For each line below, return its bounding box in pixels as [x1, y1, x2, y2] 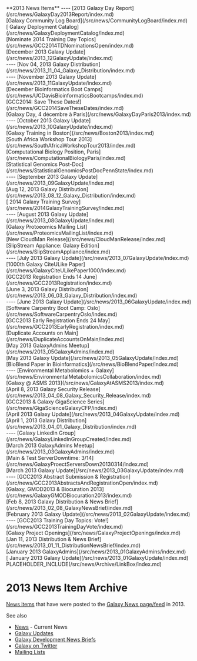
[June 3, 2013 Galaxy [6, 286, 58, 292]
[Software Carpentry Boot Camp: [6, 305, 86, 311]
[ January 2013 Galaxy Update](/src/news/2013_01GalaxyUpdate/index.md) [6, 555, 189, 561]
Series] [87, 398, 105, 405]
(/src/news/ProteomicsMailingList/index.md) [6, 229, 113, 236]
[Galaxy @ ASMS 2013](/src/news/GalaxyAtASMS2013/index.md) [6, 379, 165, 386]
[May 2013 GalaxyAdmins [6, 342, 68, 349]
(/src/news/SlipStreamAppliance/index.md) [6, 248, 111, 255]
